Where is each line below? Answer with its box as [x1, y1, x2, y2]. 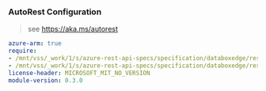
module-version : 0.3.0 [8, 76, 83, 85]
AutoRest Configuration [8, 6, 102, 17]
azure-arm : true [8, 40, 62, 47]
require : [8, 47, 37, 55]
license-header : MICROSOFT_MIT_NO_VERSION [8, 69, 150, 77]
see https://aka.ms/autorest [27, 25, 119, 34]
